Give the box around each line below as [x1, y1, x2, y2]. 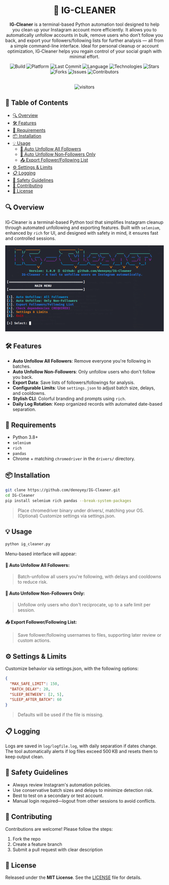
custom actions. [17, 637, 51, 644]
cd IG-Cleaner [5, 493, 35, 498]
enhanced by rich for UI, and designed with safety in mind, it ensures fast [5, 230, 158, 236]
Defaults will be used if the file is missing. [17, 712, 104, 718]
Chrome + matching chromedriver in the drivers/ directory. [12, 456, 135, 462]
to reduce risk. [17, 579, 48, 585]
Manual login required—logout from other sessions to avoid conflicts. [12, 798, 156, 804]
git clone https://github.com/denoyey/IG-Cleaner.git [5, 488, 121, 493]
